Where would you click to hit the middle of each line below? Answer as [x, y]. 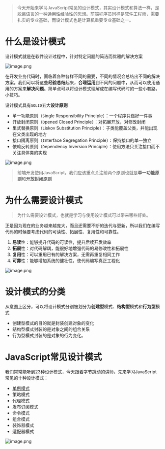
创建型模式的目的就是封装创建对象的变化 [53, 323]
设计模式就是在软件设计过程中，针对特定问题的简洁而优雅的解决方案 [74, 56]
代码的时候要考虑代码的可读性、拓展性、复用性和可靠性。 [63, 231]
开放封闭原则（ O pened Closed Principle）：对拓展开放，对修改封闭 [79, 122]
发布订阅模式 [25, 407]
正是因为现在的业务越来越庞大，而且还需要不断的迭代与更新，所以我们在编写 [82, 225]
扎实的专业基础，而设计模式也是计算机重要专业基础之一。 [75, 20]
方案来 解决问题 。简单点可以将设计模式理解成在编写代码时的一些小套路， [87, 89]
